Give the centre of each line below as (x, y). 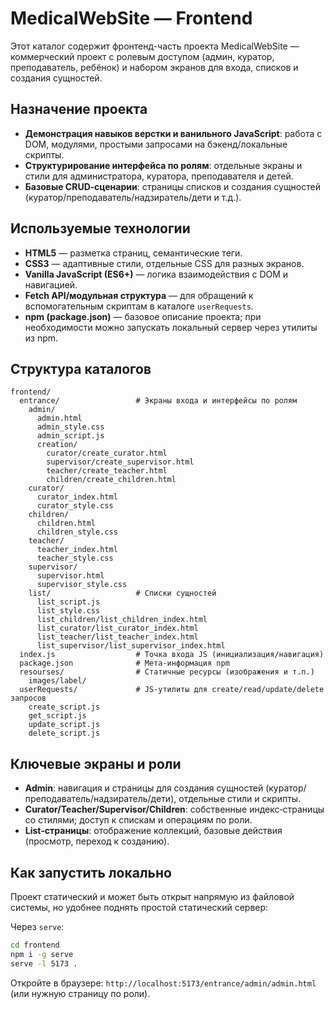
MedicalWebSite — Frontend (131, 18)
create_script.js (64, 707)
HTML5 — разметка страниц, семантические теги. (133, 253)
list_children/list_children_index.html (122, 620)
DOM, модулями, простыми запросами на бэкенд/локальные (156, 144)
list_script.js (68, 602)
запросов (28, 698)
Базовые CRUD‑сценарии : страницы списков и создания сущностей (172, 186)
